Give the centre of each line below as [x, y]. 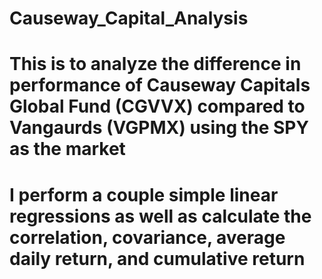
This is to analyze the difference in [155, 64]
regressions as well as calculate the [160, 216]
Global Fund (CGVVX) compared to [157, 106]
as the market [67, 149]
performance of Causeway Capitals [160, 85]
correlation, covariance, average [147, 237]
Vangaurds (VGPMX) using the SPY [159, 128]
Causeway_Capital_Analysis [129, 18]
